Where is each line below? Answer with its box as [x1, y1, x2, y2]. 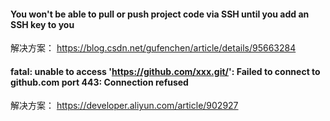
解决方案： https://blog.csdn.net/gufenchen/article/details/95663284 [10, 42, 297, 54]
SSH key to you [10, 18, 75, 30]
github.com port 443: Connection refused [10, 76, 189, 88]
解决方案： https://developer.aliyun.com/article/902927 [10, 100, 239, 112]
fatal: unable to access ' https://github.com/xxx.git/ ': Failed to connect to [10, 65, 321, 77]
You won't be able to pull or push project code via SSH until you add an [10, 8, 310, 20]
